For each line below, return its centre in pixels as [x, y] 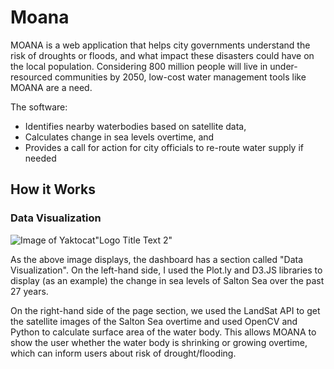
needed [40, 158]
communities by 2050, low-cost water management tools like [180, 77]
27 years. [29, 291]
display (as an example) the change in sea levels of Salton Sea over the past [167, 280]
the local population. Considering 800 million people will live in [139, 66]
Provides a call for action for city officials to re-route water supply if [164, 147]
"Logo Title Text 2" [133, 240]
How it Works [53, 189]
